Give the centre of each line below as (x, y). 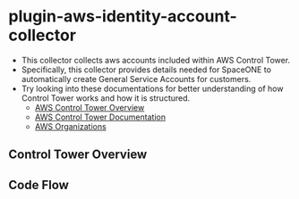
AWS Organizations (70, 126)
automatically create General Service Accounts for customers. (136, 79)
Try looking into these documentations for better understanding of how (152, 88)
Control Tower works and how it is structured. (106, 98)
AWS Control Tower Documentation (100, 117)
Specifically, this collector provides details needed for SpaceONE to (146, 70)
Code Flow (38, 185)
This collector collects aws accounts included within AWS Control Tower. (156, 60)
